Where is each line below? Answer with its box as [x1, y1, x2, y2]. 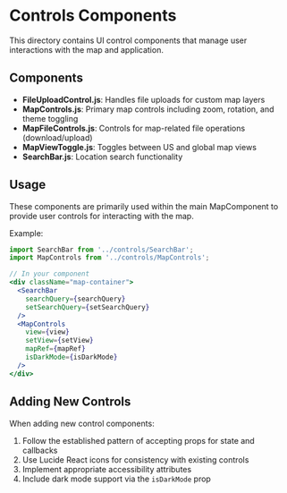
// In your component [9, 269, 90, 278]
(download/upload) [21, 132, 93, 143]
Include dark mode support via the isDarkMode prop [21, 473, 212, 484]
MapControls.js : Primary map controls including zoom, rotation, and [21, 104, 274, 115]
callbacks [21, 445, 58, 455]
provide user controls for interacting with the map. [9, 210, 194, 221]
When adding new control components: [9, 418, 155, 429]
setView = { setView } [25, 336, 94, 345]
